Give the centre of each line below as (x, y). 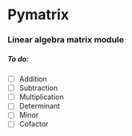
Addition (33, 79)
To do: (18, 58)
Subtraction (38, 88)
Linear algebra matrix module (66, 40)
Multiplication (42, 97)
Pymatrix (38, 15)
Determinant (40, 106)
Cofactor (34, 124)
